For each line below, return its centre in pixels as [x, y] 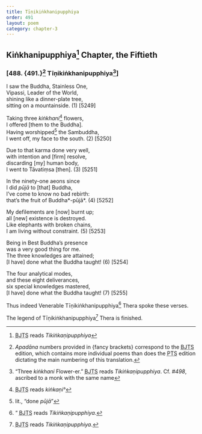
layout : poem [23, 23]
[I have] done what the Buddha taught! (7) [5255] [67, 293]
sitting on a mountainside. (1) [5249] [51, 105]
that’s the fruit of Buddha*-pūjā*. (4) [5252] [60, 200]
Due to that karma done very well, [48, 150]
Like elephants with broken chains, [49, 225]
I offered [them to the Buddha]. [44, 125]
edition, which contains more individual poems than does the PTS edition [105, 353]
